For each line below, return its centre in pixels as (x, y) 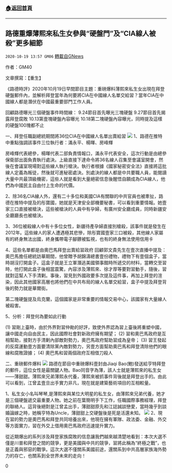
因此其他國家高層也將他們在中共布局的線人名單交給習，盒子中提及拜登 (88, 282)
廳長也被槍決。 (30, 215)
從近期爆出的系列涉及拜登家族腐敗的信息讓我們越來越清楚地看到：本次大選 (84, 437)
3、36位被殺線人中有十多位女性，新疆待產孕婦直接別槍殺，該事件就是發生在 (86, 227)
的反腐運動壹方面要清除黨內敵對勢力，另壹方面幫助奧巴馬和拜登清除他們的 (84, 347)
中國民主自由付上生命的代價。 (46, 186)
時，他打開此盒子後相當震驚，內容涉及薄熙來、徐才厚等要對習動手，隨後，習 (86, 269)
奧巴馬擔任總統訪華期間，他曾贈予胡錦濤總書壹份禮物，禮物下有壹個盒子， (84, 256)
